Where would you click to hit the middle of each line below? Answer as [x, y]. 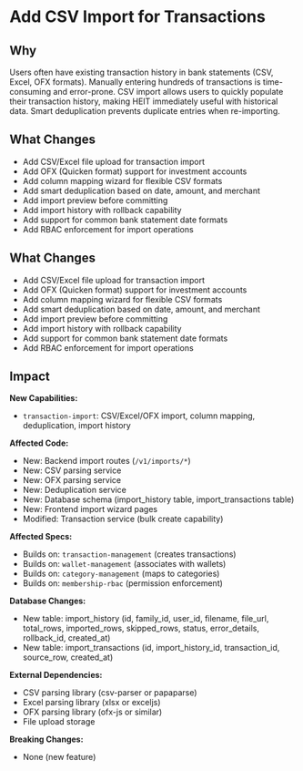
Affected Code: [39, 443]
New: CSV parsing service [72, 470]
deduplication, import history [77, 426]
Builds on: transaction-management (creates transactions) [129, 554]
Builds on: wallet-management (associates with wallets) [124, 564]
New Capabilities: [44, 398]
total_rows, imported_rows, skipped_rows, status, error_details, [141, 628]
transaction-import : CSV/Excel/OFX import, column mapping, [139, 416]
